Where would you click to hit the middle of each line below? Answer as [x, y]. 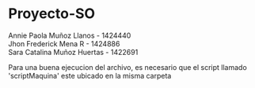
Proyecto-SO [52, 14]
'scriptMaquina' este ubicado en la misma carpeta [90, 75]
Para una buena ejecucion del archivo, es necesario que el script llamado [127, 67]
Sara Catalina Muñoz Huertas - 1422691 [73, 52]
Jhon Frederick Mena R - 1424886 [64, 43]
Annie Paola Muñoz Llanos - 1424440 [70, 35]
